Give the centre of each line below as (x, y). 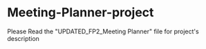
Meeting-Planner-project (81, 13)
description (24, 38)
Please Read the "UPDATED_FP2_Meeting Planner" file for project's (103, 31)
